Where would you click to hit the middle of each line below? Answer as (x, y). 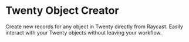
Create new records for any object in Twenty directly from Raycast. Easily (94, 26)
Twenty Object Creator (62, 11)
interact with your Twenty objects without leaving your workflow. (84, 32)
